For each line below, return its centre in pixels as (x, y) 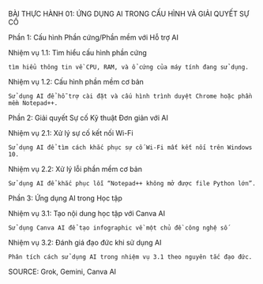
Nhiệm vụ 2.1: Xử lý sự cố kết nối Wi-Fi (71, 133)
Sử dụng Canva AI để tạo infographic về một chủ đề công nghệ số (118, 228)
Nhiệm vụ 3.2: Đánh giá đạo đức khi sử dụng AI (85, 243)
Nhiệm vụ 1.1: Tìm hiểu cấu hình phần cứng (78, 52)
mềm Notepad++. (33, 103)
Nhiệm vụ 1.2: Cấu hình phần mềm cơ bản (76, 82)
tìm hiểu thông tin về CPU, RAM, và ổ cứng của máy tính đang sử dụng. (128, 67)
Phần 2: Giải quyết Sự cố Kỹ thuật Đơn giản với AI (88, 118)
